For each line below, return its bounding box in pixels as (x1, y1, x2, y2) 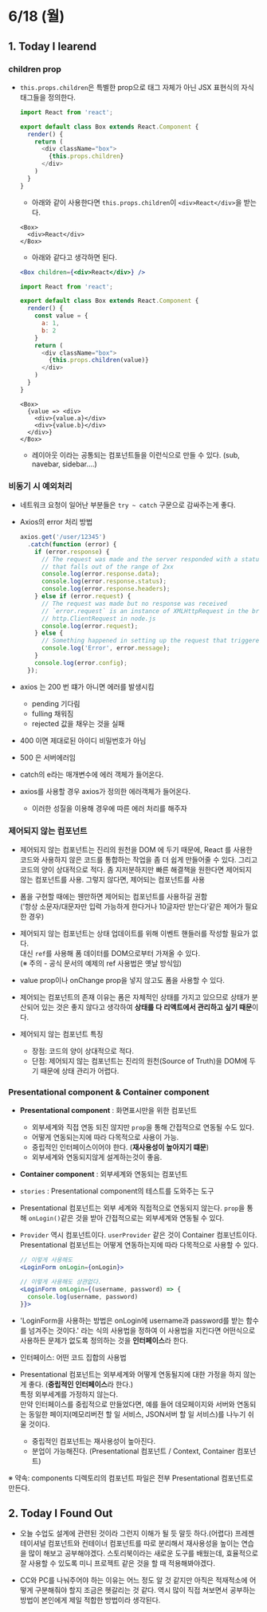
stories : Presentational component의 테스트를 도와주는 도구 (19, 1186, 214, 1196)
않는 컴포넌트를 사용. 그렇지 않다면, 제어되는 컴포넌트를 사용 (19, 875, 206, 884)
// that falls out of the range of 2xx (41, 563, 174, 571)
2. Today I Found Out (8, 1506, 113, 1520)
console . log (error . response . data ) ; (41, 570, 160, 578)
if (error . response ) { (34, 548, 110, 556)
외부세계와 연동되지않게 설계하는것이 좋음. (31, 1153, 163, 1162)
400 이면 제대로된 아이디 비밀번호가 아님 (19, 735, 147, 745)
